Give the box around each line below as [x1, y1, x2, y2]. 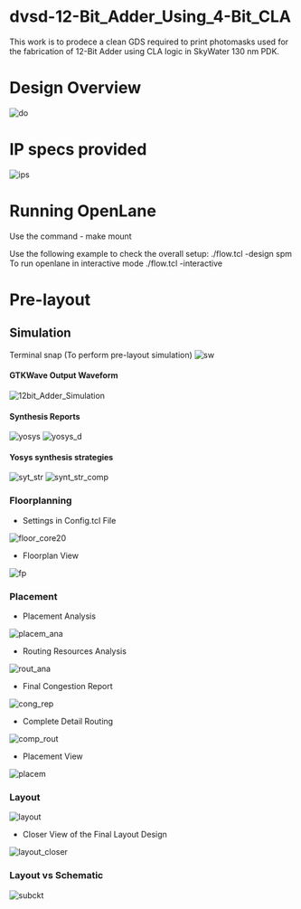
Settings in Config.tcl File [22, 515, 117, 526]
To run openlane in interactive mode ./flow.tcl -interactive [9, 258, 223, 269]
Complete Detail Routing [22, 715, 114, 726]
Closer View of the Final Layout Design [22, 829, 167, 840]
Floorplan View [22, 550, 80, 561]
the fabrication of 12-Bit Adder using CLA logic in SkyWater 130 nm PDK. [9, 45, 280, 56]
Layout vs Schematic [9, 869, 104, 882]
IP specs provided [9, 139, 147, 160]
